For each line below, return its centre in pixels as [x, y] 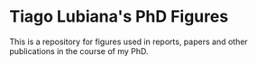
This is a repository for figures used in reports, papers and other [128, 42]
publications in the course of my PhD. [79, 51]
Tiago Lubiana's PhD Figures [119, 17]
